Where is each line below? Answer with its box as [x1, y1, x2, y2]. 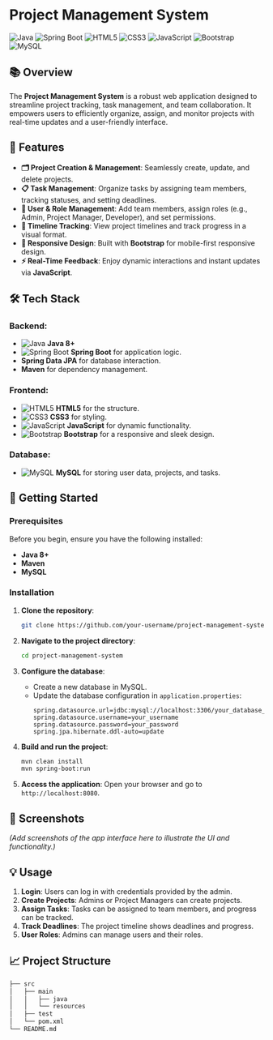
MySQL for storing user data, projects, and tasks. [55, 468, 221, 477]
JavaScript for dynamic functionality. [66, 420, 192, 430]
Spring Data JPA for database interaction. [20, 356, 161, 366]
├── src [9, 979, 36, 988]
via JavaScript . [20, 267, 73, 277]
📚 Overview [9, 66, 74, 79]
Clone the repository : [20, 606, 95, 615]
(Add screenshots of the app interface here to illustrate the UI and [9, 833, 230, 843]
